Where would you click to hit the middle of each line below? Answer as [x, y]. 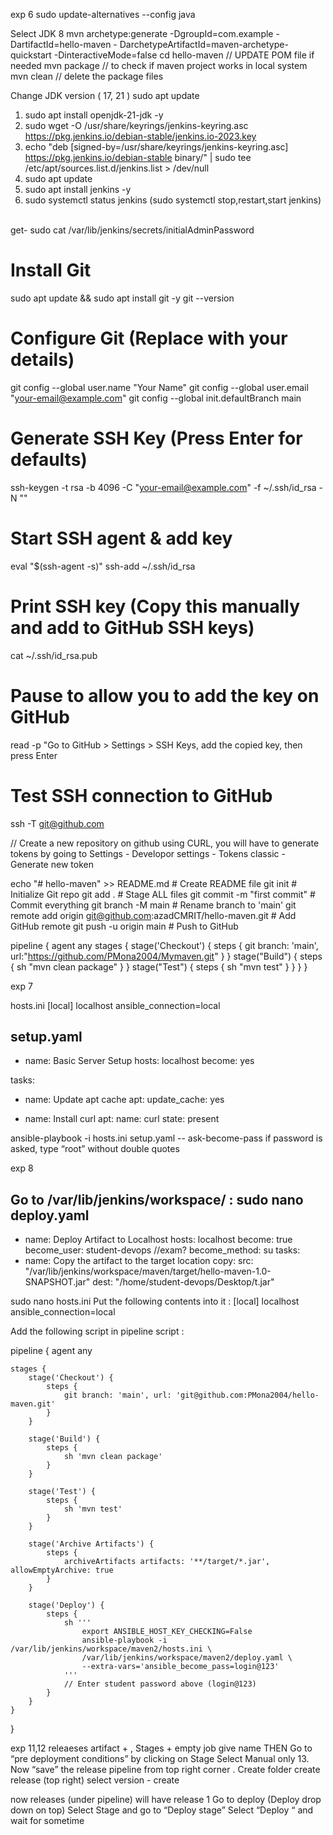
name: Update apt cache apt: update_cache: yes [124, 1100]
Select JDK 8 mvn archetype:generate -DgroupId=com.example [142, 33]
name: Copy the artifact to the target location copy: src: [139, 1261]
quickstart [31, 55]
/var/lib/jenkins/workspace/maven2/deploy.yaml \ [187, 1658]
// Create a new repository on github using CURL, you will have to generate [165, 843]
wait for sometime [47, 1821]
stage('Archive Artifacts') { [91, 1544]
